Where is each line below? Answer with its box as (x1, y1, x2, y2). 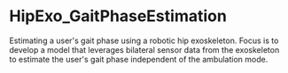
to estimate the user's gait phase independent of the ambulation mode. (9, 54, 269, 64)
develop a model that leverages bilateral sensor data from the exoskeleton (9, 44, 280, 55)
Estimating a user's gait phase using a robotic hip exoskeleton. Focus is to (9, 35, 279, 46)
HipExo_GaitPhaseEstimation (9, 6, 228, 26)
